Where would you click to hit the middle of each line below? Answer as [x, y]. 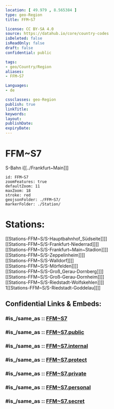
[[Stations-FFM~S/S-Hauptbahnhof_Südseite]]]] [56, 239]
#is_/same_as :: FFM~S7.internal [47, 346]
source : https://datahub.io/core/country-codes [57, 34]
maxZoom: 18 [18, 190]
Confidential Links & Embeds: [53, 304]
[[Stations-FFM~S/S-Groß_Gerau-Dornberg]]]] [54, 271]
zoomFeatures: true [26, 182]
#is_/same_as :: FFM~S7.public [45, 333]
